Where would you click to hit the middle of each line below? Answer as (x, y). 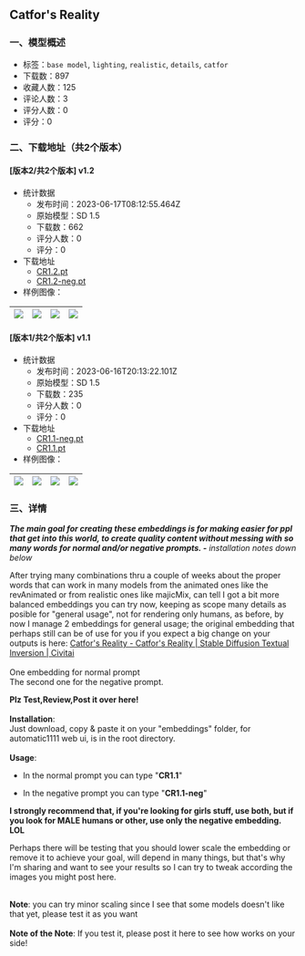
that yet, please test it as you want (74, 914)
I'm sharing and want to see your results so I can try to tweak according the (151, 868)
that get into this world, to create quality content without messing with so (152, 538)
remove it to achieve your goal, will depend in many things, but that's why (147, 857)
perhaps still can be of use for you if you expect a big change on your (140, 634)
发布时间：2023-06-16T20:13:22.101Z (107, 371)
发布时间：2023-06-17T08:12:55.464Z (108, 203)
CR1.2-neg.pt (61, 281)
